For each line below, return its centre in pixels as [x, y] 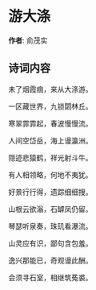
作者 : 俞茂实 [28, 40]
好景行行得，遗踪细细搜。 [50, 192]
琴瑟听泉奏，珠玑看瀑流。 [50, 226]
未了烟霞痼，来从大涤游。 [50, 89]
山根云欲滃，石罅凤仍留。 [50, 209]
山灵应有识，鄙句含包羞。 [50, 243]
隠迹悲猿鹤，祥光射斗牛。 [50, 157]
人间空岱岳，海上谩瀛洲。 [50, 140]
